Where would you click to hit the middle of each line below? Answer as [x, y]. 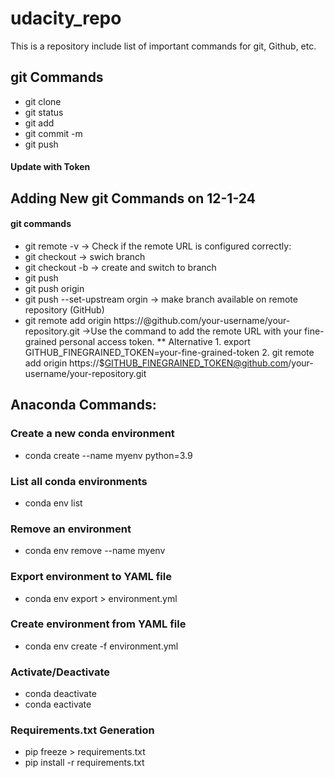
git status [44, 112]
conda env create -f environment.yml [101, 646]
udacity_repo [66, 18]
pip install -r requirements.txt [84, 763]
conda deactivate [60, 694]
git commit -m [53, 133]
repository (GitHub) [64, 309]
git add [39, 123]
